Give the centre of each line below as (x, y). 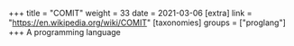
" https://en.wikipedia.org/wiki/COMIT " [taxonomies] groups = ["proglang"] (147, 23)
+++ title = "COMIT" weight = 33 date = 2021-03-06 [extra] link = (130, 13)
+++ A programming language (64, 32)
